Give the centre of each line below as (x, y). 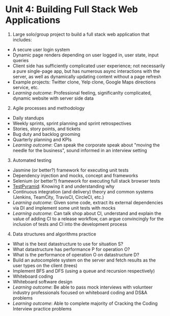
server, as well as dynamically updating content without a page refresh (87, 76)
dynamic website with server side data (53, 98)
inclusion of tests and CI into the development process (70, 224)
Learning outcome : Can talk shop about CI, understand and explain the (87, 213)
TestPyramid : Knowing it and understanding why (63, 186)
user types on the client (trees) (45, 265)
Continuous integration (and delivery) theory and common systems (83, 191)
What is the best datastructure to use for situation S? (68, 244)
